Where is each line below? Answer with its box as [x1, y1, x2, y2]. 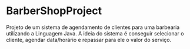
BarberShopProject [6, 4, 102, 18]
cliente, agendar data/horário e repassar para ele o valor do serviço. [6, 36, 172, 43]
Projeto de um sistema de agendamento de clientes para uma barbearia [6, 24, 180, 31]
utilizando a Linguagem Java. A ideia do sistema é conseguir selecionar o [6, 30, 184, 37]
